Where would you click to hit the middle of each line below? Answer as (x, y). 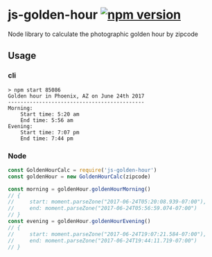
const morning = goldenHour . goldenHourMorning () (79, 189)
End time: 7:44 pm (47, 139)
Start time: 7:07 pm (50, 132)
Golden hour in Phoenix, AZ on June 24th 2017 (76, 96)
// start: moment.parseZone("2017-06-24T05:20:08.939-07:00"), (107, 202)
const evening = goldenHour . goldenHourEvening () (79, 222)
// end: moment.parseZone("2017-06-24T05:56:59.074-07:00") (103, 209)
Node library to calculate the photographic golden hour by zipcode (103, 34)
